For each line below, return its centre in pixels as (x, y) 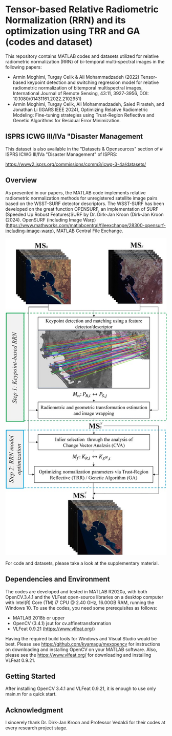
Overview (21, 180)
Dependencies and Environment (58, 579)
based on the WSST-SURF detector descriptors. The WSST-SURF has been (85, 204)
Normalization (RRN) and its (66, 20)
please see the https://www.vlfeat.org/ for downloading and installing (78, 655)
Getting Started (30, 676)
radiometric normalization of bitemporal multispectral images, (78, 87)
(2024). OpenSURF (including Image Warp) (51, 220)
